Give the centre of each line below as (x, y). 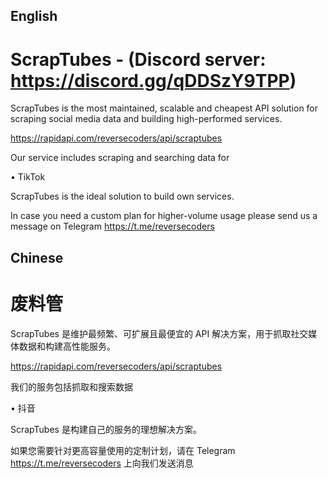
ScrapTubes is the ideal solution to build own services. (122, 196)
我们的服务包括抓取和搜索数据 (71, 386)
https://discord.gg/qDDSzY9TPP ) (153, 80)
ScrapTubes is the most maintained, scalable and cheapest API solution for (164, 108)
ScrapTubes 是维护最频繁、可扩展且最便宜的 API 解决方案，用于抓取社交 (159, 333)
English (34, 16)
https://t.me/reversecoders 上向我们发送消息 (102, 463)
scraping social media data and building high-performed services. (146, 119)
